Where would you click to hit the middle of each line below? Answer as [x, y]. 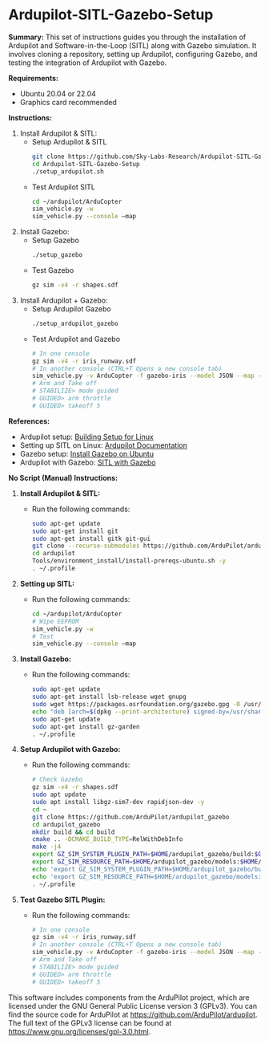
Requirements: [33, 78]
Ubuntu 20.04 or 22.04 [58, 93]
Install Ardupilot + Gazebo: [64, 300]
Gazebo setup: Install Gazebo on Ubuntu [87, 453]
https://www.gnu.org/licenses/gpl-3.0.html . [80, 1031]
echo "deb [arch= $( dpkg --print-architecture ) [111, 712]
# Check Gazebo [57, 780]
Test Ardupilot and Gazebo [76, 339]
